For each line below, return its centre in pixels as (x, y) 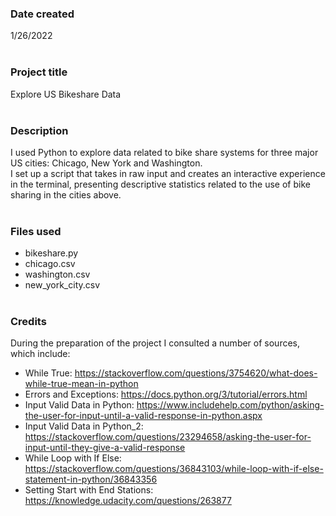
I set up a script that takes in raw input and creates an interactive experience (168, 173)
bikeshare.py (51, 253)
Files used (36, 231)
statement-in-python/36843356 (91, 479)
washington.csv (57, 274)
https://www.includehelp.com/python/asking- (230, 405)
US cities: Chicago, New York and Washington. (106, 163)
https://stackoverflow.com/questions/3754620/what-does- (196, 373)
